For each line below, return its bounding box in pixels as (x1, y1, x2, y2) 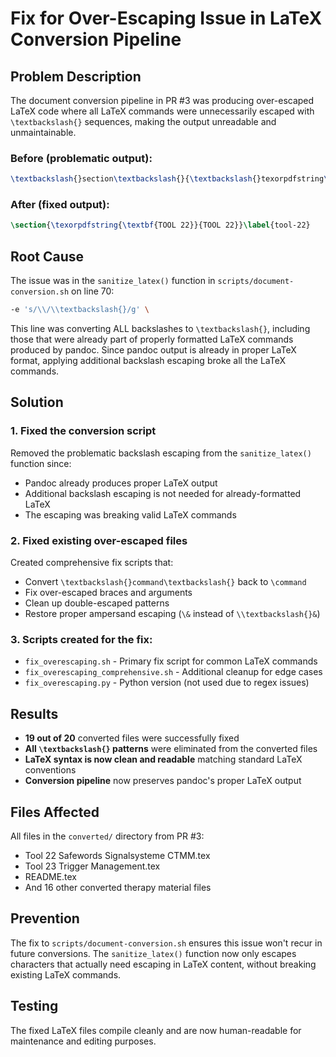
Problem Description (10, 68, 142, 85)
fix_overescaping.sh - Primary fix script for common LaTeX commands (24, 655, 318, 667)
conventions (24, 764, 77, 776)
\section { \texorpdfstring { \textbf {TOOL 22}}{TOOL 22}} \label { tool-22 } (10, 220, 311, 231)
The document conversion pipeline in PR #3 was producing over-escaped (10, 95, 315, 106)
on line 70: (71, 285, 115, 297)
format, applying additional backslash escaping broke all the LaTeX (10, 355, 286, 367)
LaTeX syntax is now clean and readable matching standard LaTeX (24, 753, 303, 766)
